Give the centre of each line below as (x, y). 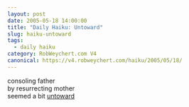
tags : (15, 41)
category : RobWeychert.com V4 (52, 54)
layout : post (27, 14)
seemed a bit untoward (41, 96)
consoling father (31, 81)
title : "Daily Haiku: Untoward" (55, 27)
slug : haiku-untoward (39, 34)
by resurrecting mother (41, 88)
